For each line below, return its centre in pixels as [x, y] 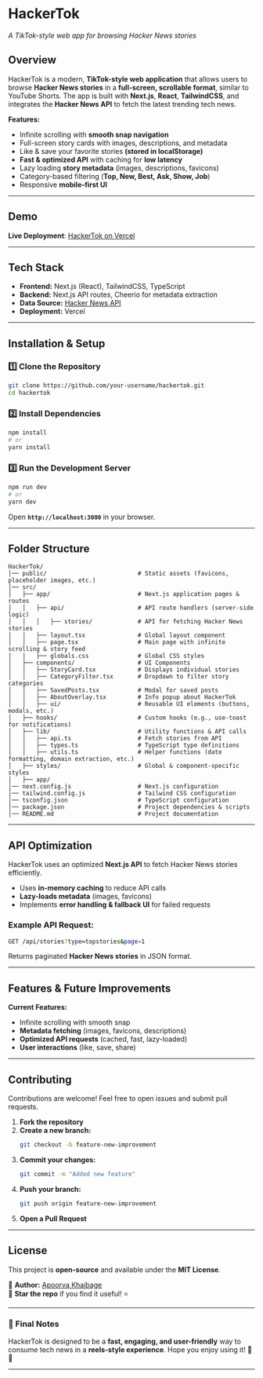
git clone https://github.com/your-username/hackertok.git [106, 386]
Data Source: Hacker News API [70, 303]
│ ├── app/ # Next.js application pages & [124, 594]
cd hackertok [29, 393]
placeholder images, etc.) [52, 581]
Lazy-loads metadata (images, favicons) [86, 897]
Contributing [40, 1079]
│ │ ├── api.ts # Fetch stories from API [115, 739]
